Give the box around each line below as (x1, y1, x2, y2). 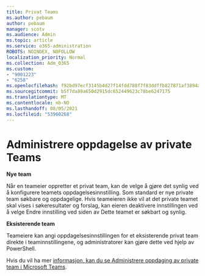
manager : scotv (6, 26, 45, 32)
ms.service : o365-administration (6, 43, 92, 49)
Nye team (6, 170, 32, 178)
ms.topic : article (6, 37, 53, 43)
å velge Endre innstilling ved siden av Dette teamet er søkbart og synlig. (6, 208, 187, 216)
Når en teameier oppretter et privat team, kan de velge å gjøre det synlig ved (6, 183, 199, 190)
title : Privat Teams (6, 9, 59, 15)
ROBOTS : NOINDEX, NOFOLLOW (6, 49, 75, 55)
